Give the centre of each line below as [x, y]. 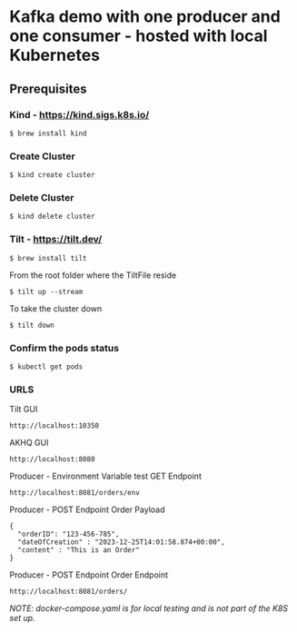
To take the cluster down [56, 308]
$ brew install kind [49, 133]
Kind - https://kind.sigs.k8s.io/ [79, 114]
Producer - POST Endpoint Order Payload [87, 509]
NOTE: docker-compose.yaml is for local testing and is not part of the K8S [149, 608]
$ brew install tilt [49, 258]
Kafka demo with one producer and [145, 17]
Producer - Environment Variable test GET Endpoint [105, 476]
